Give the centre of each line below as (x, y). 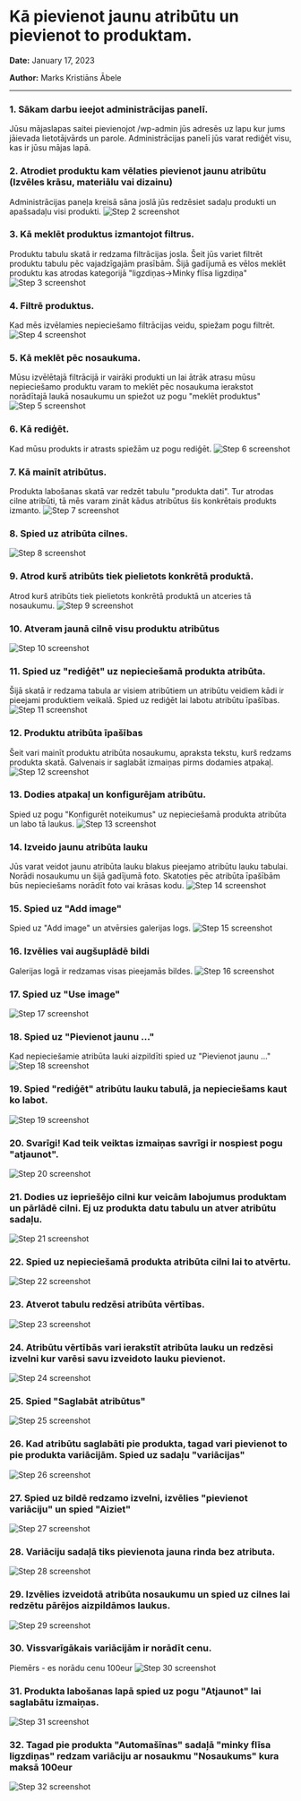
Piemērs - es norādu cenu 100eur (71, 1668)
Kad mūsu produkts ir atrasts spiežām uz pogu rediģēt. (111, 449)
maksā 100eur (41, 1768)
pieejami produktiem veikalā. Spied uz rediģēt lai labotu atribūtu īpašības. (145, 700)
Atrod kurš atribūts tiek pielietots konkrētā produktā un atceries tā (130, 596)
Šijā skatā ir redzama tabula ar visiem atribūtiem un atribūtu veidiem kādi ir (147, 690)
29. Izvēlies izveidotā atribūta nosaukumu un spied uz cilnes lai (150, 1594)
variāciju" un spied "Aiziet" (70, 1509)
